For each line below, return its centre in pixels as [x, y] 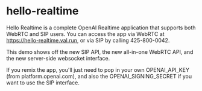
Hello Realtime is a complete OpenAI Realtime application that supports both [101, 28]
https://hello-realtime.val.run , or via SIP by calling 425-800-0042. [88, 40]
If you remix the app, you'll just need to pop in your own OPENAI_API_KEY [98, 69]
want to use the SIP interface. [43, 83]
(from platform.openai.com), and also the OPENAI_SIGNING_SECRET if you [99, 76]
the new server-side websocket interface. [58, 58]
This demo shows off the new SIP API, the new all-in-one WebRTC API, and [100, 51]
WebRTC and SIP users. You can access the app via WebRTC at [85, 34]
